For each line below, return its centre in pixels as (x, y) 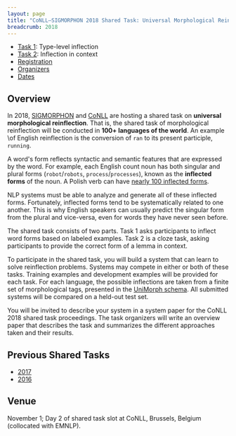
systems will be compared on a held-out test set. (78, 297)
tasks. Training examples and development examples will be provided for (113, 275)
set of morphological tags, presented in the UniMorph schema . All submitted (118, 289)
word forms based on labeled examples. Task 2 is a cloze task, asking (108, 239)
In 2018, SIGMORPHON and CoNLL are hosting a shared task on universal (114, 116)
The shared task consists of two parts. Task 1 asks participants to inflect (112, 231)
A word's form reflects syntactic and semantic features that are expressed (115, 159)
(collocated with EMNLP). (44, 425)
